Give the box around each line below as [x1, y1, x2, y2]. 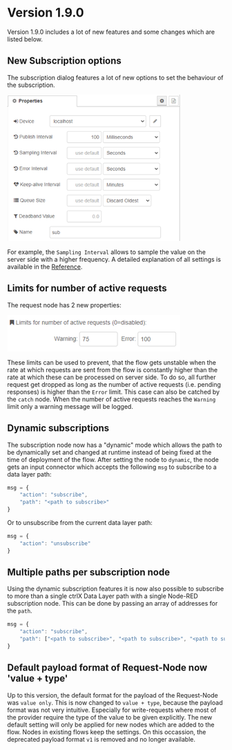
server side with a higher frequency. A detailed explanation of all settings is [7, 255, 221, 263]
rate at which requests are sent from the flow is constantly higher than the [7, 365, 218, 374]
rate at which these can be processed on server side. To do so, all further [7, 373, 216, 381]
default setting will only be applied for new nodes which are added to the [7, 720, 215, 729]
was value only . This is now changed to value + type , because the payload [7, 698, 223, 706]
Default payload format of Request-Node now [7, 662, 208, 674]
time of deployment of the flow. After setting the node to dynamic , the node [7, 455, 219, 463]
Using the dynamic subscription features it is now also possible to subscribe [7, 585, 224, 593]
